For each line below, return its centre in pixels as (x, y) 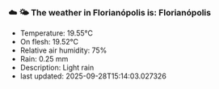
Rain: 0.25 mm (44, 59)
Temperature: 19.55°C (56, 33)
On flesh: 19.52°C (49, 42)
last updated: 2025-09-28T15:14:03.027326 (93, 76)
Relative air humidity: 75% (63, 50)
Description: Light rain (57, 68)
